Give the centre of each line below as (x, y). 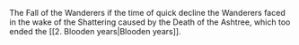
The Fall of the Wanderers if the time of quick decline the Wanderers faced (147, 13)
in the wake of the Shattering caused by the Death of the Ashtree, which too (150, 22)
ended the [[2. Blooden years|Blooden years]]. (95, 31)
